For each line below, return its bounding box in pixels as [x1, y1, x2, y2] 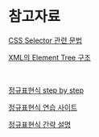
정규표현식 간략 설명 [8, 119, 71, 129]
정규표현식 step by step [8, 85, 85, 95]
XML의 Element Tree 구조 [8, 52, 91, 62]
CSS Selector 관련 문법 [8, 35, 83, 45]
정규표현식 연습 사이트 [8, 102, 78, 112]
